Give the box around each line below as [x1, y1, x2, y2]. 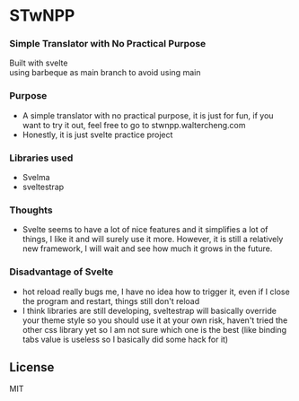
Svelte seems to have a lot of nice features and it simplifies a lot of [22, 224, 268, 235]
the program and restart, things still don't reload [22, 295, 200, 306]
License [9, 360, 55, 375]
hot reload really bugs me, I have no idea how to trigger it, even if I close [22, 286, 290, 297]
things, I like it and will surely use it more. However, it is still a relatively [22, 234, 284, 245]
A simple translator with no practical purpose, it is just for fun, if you [22, 109, 274, 121]
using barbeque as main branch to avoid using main [9, 67, 201, 78]
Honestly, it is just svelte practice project [22, 129, 173, 140]
